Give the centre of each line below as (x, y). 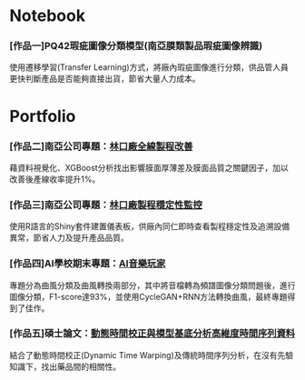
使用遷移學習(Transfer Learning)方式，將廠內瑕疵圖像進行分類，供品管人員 (149, 67)
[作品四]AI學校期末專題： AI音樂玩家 (88, 264)
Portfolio (43, 116)
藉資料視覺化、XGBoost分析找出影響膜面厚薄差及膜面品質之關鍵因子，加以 (149, 167)
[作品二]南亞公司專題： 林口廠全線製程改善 (101, 146)
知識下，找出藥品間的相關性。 (65, 366)
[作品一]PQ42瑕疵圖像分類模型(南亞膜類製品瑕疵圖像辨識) (136, 46)
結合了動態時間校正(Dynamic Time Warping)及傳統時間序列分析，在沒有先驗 (151, 355)
